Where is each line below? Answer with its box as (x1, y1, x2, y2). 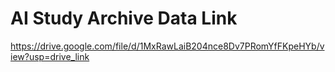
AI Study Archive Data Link (10, 7, 238, 30)
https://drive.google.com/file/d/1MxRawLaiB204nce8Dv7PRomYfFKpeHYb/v (10, 40, 325, 52)
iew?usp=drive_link (10, 50, 90, 62)
